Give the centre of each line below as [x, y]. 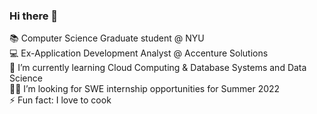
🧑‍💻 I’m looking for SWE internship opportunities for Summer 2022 [145, 89]
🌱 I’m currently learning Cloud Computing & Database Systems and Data [158, 68]
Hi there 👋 [34, 16]
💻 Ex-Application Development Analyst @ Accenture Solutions [139, 53]
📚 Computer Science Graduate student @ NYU [107, 38]
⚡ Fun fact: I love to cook [60, 100]
